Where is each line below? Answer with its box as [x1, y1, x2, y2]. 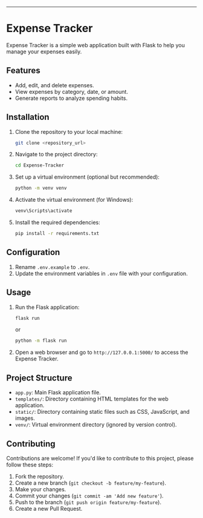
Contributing [6, 439, 56, 449]
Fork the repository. [14, 473, 65, 480]
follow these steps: [6, 461, 53, 468]
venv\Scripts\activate [14, 208, 72, 214]
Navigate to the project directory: [14, 151, 98, 158]
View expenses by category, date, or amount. [14, 88, 129, 95]
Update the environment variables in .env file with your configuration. [14, 270, 188, 277]
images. [14, 414, 35, 422]
